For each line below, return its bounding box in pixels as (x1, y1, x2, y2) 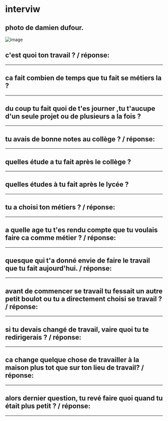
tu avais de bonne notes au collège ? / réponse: (5, 135, 155, 143)
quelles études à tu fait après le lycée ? (5, 180, 129, 189)
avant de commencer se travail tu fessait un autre (5, 287, 163, 295)
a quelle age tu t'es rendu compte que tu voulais (5, 226, 158, 234)
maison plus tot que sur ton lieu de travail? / (5, 364, 144, 372)
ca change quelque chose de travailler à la (5, 356, 139, 364)
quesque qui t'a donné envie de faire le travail (5, 256, 150, 265)
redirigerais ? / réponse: (5, 333, 81, 342)
